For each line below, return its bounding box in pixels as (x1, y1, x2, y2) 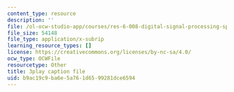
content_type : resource (7, 10, 77, 17)
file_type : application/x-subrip (7, 36, 104, 43)
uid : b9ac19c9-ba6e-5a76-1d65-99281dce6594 (7, 74, 136, 82)
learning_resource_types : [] (7, 42, 92, 49)
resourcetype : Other (7, 62, 68, 68)
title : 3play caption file (7, 68, 86, 75)
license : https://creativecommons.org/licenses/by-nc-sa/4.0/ (7, 49, 192, 56)
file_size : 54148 (7, 29, 58, 37)
